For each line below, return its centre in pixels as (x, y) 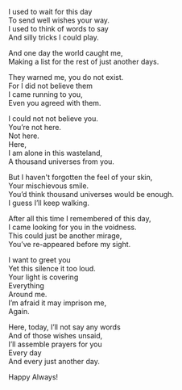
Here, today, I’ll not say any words (64, 327)
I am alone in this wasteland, (56, 153)
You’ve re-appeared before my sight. (70, 244)
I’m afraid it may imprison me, (58, 303)
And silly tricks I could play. (54, 37)
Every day (25, 353)
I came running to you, (45, 94)
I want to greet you (39, 260)
